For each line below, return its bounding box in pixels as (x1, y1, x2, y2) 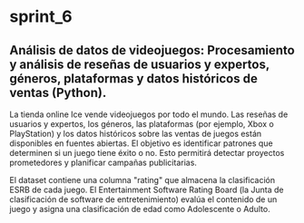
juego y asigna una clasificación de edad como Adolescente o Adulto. (9, 204, 270, 214)
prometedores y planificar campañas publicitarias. (9, 157, 198, 168)
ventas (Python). (9, 84, 107, 101)
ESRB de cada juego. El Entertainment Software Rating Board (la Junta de (9, 184, 284, 195)
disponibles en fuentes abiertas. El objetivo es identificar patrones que (9, 138, 274, 149)
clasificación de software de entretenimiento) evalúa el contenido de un (9, 194, 278, 205)
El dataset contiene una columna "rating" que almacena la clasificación (9, 175, 276, 185)
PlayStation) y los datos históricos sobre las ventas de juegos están (9, 129, 262, 139)
